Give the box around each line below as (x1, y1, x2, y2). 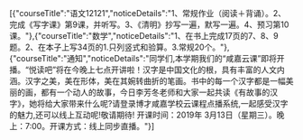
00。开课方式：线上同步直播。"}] (31, 121, 155, 131)
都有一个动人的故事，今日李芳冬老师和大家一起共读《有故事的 (40, 87, 271, 98)
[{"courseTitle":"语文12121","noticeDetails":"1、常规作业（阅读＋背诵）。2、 (9, 8, 287, 18)
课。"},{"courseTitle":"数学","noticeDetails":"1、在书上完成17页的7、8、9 (9, 31, 279, 41)
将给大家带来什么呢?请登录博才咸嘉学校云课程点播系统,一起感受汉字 (36, 98, 289, 108)
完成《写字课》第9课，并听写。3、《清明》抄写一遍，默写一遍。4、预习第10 (9, 19, 289, 30)
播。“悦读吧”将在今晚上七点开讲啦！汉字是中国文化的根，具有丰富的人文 (9, 64, 278, 75)
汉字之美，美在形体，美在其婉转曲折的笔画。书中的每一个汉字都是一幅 (24, 76, 286, 86)
